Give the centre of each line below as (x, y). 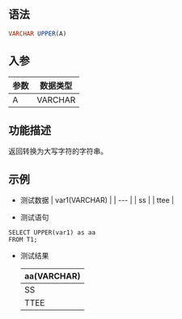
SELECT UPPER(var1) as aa (52, 233)
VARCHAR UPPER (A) (38, 34)
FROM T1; (23, 240)
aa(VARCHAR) (52, 276)
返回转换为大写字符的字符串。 (58, 151)
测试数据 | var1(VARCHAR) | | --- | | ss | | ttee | (97, 200)
